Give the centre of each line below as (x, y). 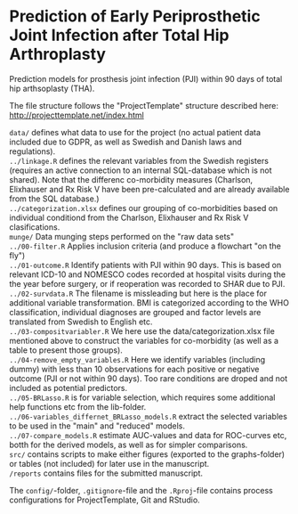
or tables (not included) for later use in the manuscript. (109, 463)
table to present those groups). (66, 350)
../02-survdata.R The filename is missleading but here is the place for (138, 293)
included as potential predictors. (68, 388)
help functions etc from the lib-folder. (78, 406)
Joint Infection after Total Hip (119, 35)
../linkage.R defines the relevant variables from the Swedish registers (139, 160)
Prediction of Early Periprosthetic (135, 16)
